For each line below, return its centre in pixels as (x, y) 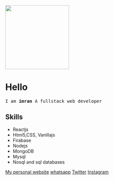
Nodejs (20, 146)
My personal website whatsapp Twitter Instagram (57, 172)
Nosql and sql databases (39, 162)
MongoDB (23, 151)
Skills (14, 117)
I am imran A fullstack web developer (54, 101)
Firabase (22, 140)
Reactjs (21, 129)
